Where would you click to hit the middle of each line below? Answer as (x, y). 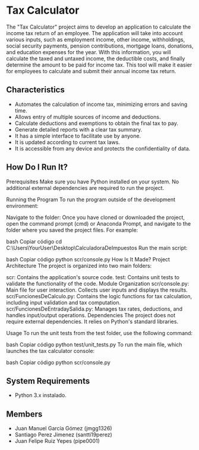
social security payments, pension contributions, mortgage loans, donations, (100, 46)
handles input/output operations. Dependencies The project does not (91, 315)
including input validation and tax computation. (63, 302)
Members (24, 414)
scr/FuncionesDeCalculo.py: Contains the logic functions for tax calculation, (99, 296)
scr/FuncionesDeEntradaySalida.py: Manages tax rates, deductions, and (94, 309)
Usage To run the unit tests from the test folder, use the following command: (99, 333)
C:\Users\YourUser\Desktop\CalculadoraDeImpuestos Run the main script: (97, 248)
